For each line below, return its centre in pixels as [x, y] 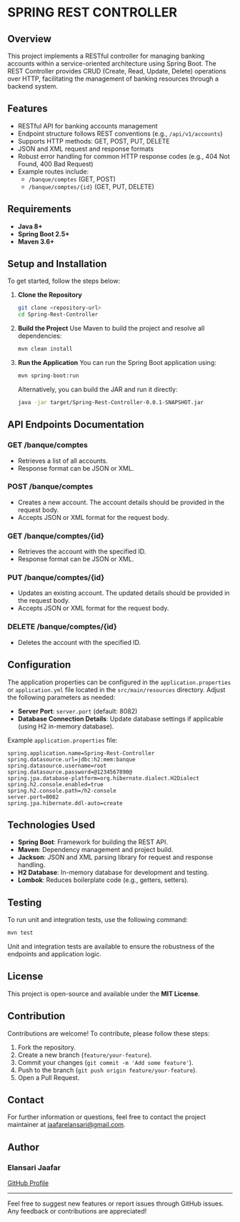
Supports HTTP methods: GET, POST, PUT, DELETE [94, 141]
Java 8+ [30, 226]
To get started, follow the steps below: [64, 281]
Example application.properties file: [62, 740]
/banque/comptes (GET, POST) [72, 179]
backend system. [33, 86]
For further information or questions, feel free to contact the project [106, 1117]
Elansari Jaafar [34, 1167]
